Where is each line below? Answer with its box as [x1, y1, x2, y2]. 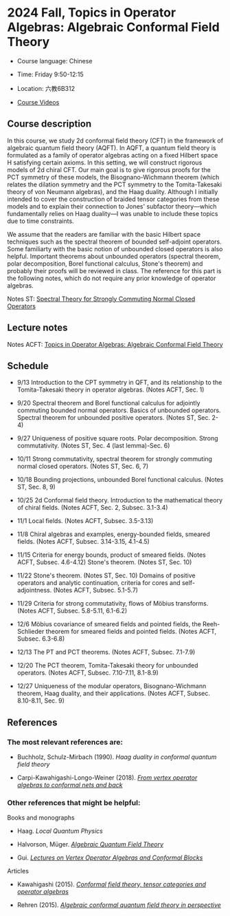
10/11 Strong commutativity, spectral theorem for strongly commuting [16, 455, 213, 463]
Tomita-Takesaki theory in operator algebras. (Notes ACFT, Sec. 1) [16, 385, 205, 394]
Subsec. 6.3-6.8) [16, 635, 65, 643]
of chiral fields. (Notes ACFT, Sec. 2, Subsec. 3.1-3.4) [16, 504, 168, 512]
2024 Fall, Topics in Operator [7, 5, 176, 21]
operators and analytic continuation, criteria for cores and [16, 579, 181, 587]
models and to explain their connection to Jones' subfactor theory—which [7, 202, 218, 211]
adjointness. [16, 586, 52, 595]
